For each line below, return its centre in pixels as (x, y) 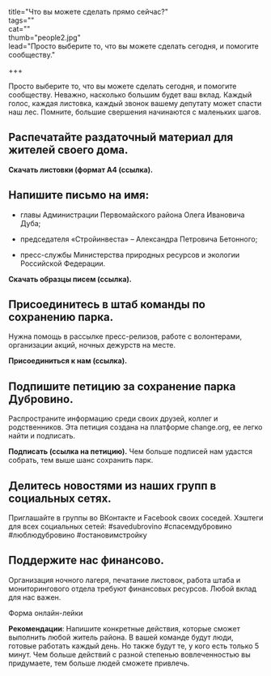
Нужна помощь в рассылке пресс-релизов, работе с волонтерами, (125, 336)
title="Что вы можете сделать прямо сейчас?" (88, 12)
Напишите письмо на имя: (79, 195)
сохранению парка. (61, 317)
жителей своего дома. (68, 150)
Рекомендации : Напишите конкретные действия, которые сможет (125, 628)
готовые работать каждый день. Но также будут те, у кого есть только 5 (134, 646)
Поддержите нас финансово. (86, 560)
